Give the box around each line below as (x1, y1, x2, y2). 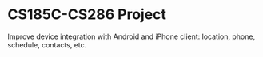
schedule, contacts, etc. (7, 40, 87, 49)
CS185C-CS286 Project (7, 6, 167, 24)
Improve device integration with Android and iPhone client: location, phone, (7, 32, 256, 41)
